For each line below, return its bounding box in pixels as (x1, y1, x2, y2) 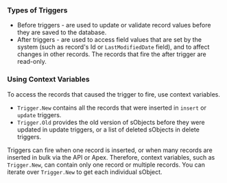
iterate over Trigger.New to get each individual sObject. (7, 167, 163, 176)
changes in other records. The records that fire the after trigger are (16, 50, 207, 58)
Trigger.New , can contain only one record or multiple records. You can (7, 160, 206, 169)
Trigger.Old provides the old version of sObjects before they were (16, 118, 205, 126)
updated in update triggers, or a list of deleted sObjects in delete (16, 125, 200, 134)
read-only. (16, 58, 47, 66)
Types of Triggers (7, 5, 68, 15)
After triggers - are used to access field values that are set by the (16, 36, 202, 44)
